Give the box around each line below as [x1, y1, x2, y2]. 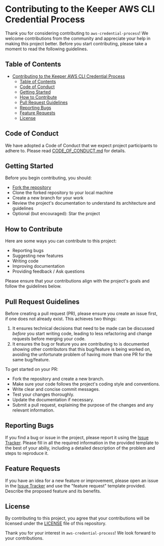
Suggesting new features [12, 253, 64, 259]
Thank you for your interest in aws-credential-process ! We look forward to [5, 530, 156, 536]
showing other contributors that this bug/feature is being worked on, [12, 346, 151, 352]
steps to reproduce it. [5, 450, 49, 456]
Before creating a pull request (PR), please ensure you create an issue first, [5, 311, 158, 316]
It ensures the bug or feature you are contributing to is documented [12, 341, 149, 347]
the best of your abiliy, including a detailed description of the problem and [5, 445, 155, 451]
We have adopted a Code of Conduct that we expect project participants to [5, 142, 158, 148]
